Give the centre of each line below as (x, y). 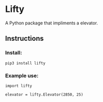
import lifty (19, 86)
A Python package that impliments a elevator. (51, 23)
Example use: (22, 76)
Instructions (24, 39)
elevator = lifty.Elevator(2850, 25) (44, 95)
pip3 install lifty (25, 63)
